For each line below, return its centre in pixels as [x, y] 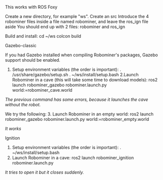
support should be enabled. [33, 60]
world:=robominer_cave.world [42, 90]
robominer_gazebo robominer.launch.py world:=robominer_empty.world [77, 119]
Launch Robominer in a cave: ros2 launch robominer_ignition [73, 158]
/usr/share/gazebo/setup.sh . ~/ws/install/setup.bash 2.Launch [75, 74]
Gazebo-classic [21, 45]
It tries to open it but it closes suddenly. [45, 172]
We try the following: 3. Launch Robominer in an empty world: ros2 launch [79, 114]
